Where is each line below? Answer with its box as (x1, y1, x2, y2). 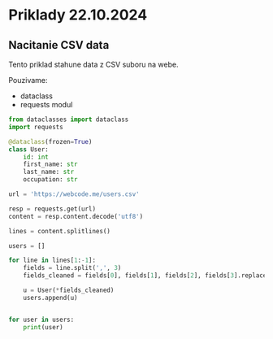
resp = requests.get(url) (8, 205, 96, 213)
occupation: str (23, 176, 79, 184)
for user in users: (8, 315, 75, 324)
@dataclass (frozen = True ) (8, 137, 93, 146)
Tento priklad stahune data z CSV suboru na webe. (8, 59, 179, 69)
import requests (8, 123, 63, 131)
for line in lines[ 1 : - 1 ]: (8, 256, 96, 265)
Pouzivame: (8, 76, 48, 85)
